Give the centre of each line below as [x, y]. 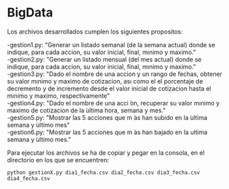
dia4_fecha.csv [29, 178]
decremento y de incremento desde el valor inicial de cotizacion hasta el [109, 88]
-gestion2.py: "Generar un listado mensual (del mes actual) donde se [104, 59]
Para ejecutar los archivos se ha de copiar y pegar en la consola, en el [106, 153]
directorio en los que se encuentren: [58, 160]
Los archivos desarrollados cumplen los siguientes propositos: [95, 32]
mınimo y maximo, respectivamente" [59, 96]
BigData [30, 13]
